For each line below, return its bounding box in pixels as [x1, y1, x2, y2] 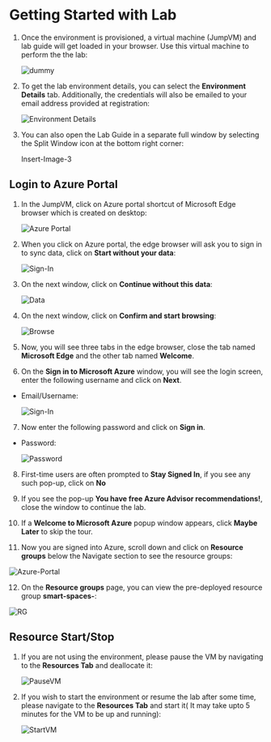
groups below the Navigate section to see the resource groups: [20, 551, 233, 560]
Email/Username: [20, 391, 79, 401]
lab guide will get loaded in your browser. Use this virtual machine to [20, 41, 249, 50]
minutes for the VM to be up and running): [20, 709, 161, 718]
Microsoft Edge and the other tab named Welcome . [20, 350, 195, 360]
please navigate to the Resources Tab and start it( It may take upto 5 [20, 700, 250, 710]
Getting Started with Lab [9, 6, 177, 24]
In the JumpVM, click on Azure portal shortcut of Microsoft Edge [20, 199, 237, 208]
